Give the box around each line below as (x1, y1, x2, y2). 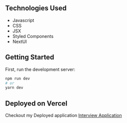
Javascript (12, 17, 34, 23)
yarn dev (5, 85, 23, 90)
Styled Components (12, 33, 54, 39)
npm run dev (5, 76, 30, 81)
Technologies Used (5, 4, 66, 12)
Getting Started (5, 53, 54, 61)
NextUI (12, 38, 27, 44)
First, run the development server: (5, 66, 75, 72)
